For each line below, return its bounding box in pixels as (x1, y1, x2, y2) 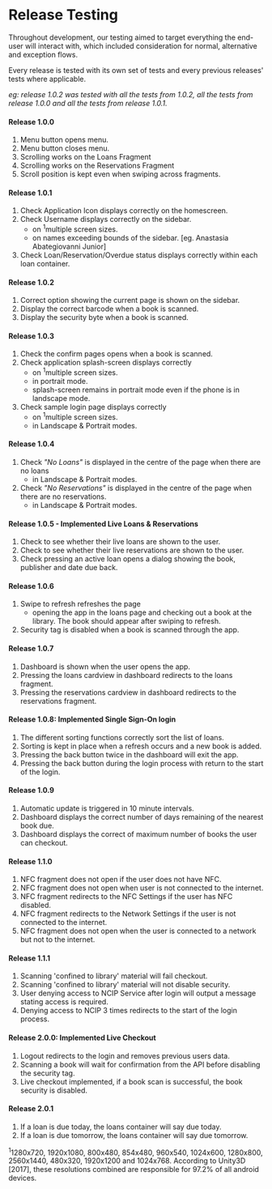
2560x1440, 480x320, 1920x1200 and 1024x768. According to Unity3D (8, 1156, 246, 1166)
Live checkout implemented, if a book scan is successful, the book (19, 1076, 243, 1086)
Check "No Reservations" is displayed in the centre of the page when (19, 483, 253, 492)
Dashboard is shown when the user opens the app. (19, 662, 190, 671)
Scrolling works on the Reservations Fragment (19, 160, 175, 171)
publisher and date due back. (19, 563, 118, 573)
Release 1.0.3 (8, 330, 54, 341)
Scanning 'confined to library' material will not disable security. (19, 980, 231, 990)
